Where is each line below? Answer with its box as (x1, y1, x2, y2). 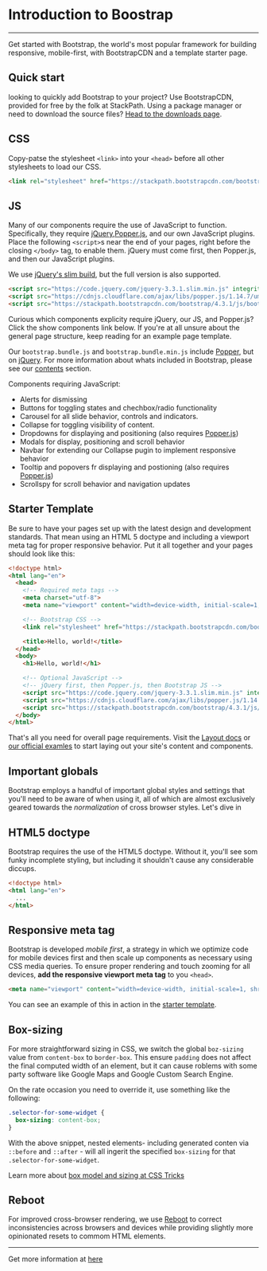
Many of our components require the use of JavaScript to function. (8, 221, 228, 230)
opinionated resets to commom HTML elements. (8, 1231, 166, 1241)
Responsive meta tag (8, 923, 115, 937)
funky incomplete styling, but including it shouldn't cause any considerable (8, 855, 254, 865)
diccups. (8, 863, 37, 873)
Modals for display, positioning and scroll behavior (19, 437, 185, 446)
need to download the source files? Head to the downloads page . (8, 109, 222, 119)
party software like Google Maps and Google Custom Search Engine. (8, 1069, 234, 1079)
